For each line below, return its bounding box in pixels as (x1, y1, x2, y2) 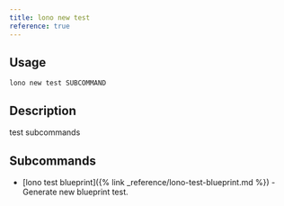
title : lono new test (9, 13, 91, 22)
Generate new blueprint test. (22, 186, 129, 197)
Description (9, 103, 76, 118)
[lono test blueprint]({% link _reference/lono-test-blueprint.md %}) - (22, 176, 276, 187)
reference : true (9, 22, 70, 31)
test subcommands (9, 127, 81, 138)
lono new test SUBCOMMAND (9, 78, 106, 88)
